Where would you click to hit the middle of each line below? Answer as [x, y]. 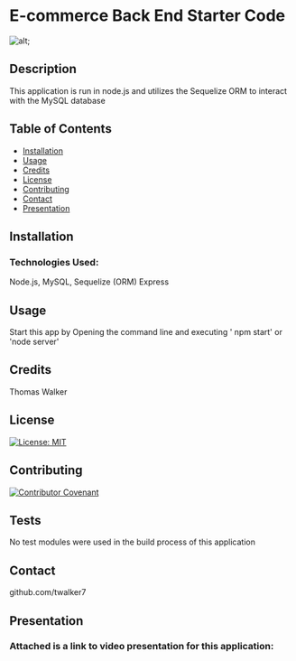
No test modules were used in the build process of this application [132, 542]
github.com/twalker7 [48, 592]
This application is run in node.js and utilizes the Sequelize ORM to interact [148, 90]
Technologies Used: [54, 262]
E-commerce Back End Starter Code [148, 16]
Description [43, 69]
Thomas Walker [38, 391]
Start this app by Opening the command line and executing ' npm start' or [146, 332]
